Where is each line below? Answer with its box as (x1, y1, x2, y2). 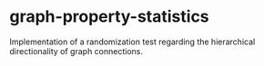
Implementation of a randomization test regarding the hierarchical (9, 36, 256, 47)
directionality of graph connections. (9, 45, 144, 56)
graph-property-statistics (9, 6, 209, 27)
